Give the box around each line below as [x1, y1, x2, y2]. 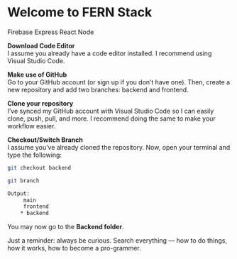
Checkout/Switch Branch [7, 136, 84, 144]
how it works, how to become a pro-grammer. [7, 244, 142, 253]
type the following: [7, 150, 62, 159]
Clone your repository [7, 99, 74, 107]
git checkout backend [7, 164, 72, 171]
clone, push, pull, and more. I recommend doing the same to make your [7, 114, 216, 123]
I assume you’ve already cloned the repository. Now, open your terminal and [7, 143, 231, 151]
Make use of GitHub [7, 70, 67, 79]
